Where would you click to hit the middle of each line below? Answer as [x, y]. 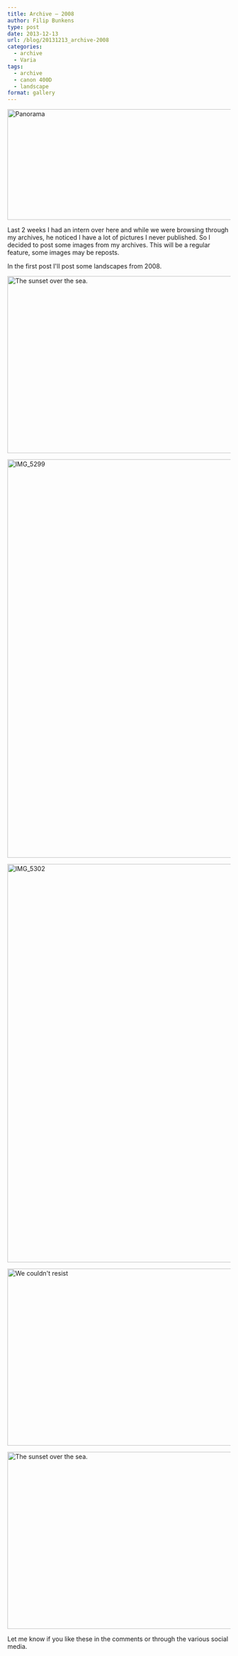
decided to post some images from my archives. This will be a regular [109, 245]
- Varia [25, 60]
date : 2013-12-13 [33, 34]
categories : [25, 47]
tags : [15, 67]
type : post [23, 27]
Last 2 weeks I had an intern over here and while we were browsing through [118, 230]
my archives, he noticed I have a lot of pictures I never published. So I [109, 237]
